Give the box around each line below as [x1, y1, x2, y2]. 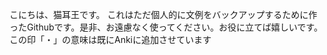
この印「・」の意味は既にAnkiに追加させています [9, 34, 212, 45]
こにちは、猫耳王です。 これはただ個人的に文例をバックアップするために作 [9, 9, 318, 20]
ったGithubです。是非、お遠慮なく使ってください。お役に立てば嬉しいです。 [9, 21, 323, 33]
